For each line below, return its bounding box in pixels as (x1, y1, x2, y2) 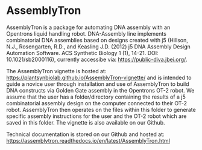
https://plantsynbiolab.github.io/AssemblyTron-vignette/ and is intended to (6, 74, 192, 81)
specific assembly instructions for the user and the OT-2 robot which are (6, 112, 187, 120)
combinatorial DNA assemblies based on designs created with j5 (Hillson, (6, 36, 189, 44)
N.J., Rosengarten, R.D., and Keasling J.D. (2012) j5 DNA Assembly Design (6, 43, 191, 50)
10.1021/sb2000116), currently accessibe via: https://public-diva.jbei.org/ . (6, 56, 188, 63)
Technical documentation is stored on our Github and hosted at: (6, 131, 165, 138)
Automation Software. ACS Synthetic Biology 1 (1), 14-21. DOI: (6, 49, 159, 56)
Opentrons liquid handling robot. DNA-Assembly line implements (6, 30, 167, 37)
